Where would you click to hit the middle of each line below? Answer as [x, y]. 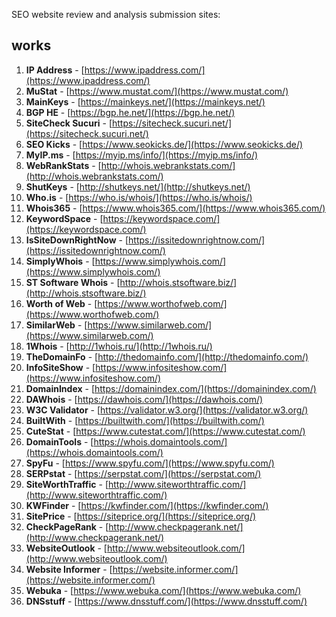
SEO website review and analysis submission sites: [116, 14]
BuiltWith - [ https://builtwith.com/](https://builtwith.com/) [145, 420]
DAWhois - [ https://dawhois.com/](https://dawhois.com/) [144, 399]
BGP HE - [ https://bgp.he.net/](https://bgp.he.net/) [130, 112]
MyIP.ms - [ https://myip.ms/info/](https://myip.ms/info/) [142, 155]
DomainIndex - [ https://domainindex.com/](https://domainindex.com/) [171, 388]
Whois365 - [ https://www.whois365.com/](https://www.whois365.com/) [175, 208]
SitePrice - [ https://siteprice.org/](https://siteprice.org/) [141, 516]
